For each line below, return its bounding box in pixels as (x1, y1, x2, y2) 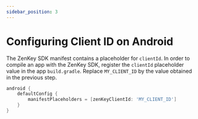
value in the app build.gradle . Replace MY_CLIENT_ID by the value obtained (6, 67, 192, 75)
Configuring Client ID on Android (6, 34, 174, 48)
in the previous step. (6, 73, 57, 81)
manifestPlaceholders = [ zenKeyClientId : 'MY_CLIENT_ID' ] (28, 97, 177, 103)
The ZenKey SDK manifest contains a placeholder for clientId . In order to (6, 55, 190, 62)
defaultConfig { (17, 91, 59, 97)
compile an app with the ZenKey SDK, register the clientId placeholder (6, 61, 184, 68)
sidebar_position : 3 (6, 8, 59, 15)
